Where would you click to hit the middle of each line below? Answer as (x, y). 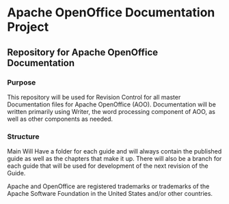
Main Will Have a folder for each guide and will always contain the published (114, 151)
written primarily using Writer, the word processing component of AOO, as (111, 111)
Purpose (22, 82)
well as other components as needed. (60, 119)
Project (28, 27)
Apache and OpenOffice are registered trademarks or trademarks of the (108, 186)
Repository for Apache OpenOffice (83, 52)
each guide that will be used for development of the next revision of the (108, 166)
